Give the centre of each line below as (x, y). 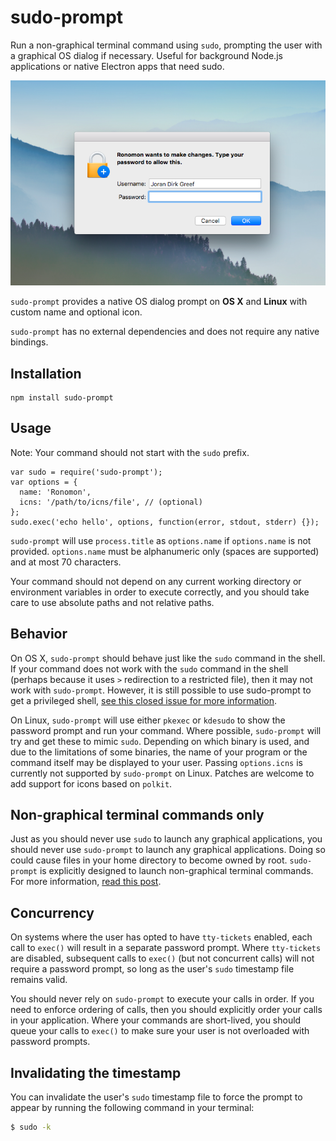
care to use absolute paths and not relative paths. (112, 602)
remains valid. (39, 980)
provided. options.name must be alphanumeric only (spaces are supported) (165, 551)
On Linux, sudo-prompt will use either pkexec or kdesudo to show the (148, 720)
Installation (46, 373)
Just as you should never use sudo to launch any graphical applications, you (166, 839)
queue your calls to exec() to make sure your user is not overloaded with (160, 1031)
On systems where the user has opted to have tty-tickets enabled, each (161, 937)
